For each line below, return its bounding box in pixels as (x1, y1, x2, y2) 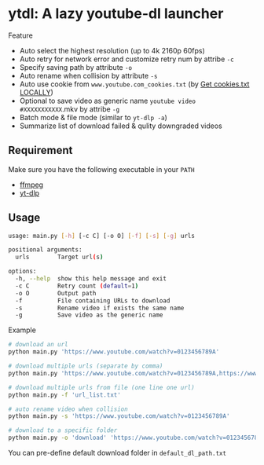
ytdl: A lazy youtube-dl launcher (8, 5, 224, 23)
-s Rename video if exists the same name (15, 304, 185, 312)
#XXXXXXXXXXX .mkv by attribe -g (19, 104, 120, 114)
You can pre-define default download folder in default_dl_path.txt (8, 449, 226, 458)
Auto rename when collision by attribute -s (19, 71, 158, 80)
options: (8, 268, 37, 276)
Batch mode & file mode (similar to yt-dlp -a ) (19, 112, 167, 122)
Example (8, 325, 37, 335)
